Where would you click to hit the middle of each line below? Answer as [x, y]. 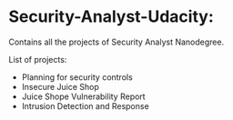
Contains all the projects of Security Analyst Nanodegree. [116, 42]
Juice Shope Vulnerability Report [84, 96]
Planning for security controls [77, 77]
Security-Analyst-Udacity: [111, 17]
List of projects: [38, 59]
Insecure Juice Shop [60, 86]
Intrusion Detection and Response [85, 105]
